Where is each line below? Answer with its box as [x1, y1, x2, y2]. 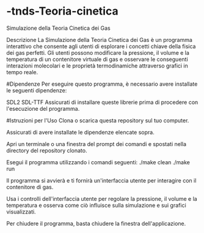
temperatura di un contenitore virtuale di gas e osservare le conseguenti [6, 55, 188, 63]
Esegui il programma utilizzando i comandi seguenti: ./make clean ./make [6, 158, 191, 165]
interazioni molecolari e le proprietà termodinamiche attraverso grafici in [6, 62, 188, 69]
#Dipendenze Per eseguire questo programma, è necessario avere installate [6, 80, 198, 88]
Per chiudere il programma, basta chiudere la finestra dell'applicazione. [6, 220, 186, 227]
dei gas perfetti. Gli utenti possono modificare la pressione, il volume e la [6, 49, 189, 56]
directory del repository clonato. [6, 147, 87, 154]
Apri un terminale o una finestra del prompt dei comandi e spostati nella [6, 140, 187, 147]
